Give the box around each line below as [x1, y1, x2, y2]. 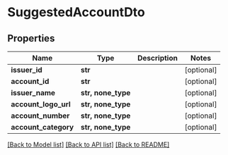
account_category [11, 123, 74, 132]
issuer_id [11, 65, 42, 75]
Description [137, 54, 178, 63]
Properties [7, 32, 55, 44]
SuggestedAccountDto [7, 4, 145, 20]
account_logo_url [11, 99, 71, 109]
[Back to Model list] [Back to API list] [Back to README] [7, 140, 170, 149]
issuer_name [11, 88, 55, 97]
